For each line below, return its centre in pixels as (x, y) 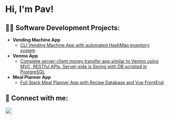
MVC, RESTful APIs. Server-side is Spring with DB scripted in (83, 67)
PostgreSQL (33, 72)
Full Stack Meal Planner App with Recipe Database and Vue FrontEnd (92, 82)
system (28, 50)
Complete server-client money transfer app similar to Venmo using (89, 61)
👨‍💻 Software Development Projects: (63, 28)
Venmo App (25, 56)
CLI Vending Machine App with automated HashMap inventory (85, 45)
